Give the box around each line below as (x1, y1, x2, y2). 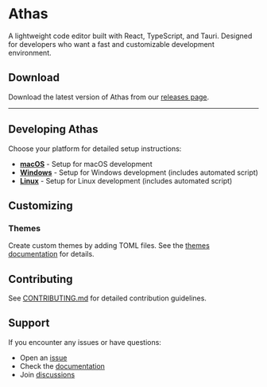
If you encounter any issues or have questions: (8, 337, 161, 346)
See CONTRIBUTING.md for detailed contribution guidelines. (8, 293, 207, 303)
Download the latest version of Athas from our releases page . (8, 92, 210, 102)
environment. (8, 48, 52, 57)
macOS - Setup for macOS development (19, 159, 153, 168)
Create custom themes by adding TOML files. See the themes (8, 241, 211, 250)
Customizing (8, 199, 73, 212)
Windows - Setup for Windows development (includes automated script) (19, 168, 258, 177)
